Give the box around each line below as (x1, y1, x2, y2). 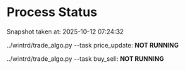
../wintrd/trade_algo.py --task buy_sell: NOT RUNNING (6, 54, 164, 63)
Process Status (6, 4, 98, 20)
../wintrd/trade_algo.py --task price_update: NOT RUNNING (6, 41, 179, 49)
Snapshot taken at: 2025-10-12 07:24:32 (6, 27, 124, 36)
